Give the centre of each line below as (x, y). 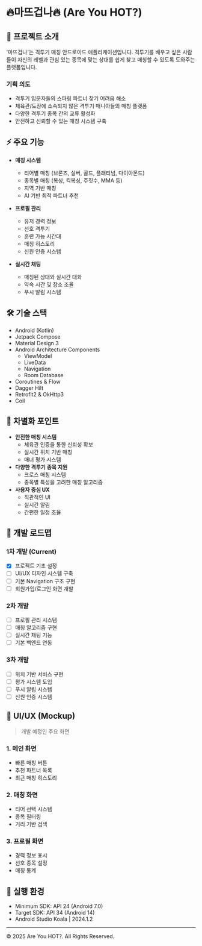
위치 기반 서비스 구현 (39, 674)
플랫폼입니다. (22, 67)
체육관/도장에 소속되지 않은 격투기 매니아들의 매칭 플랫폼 (81, 106)
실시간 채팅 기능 (33, 635)
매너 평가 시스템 (42, 459)
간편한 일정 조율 (42, 512)
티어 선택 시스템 (33, 809)
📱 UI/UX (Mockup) (41, 716)
